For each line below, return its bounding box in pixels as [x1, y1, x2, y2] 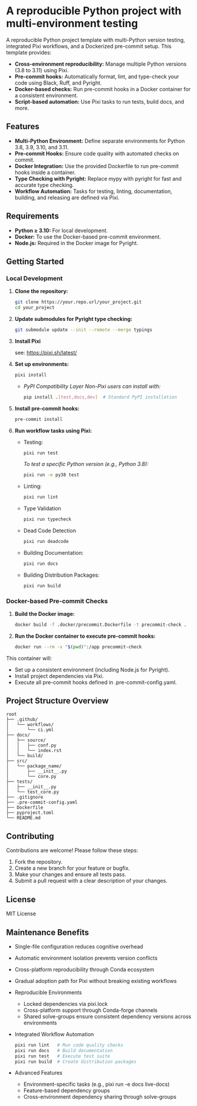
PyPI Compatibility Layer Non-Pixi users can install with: [23, 382, 161, 390]
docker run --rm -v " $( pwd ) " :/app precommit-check [14, 644, 142, 650]
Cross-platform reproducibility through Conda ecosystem [14, 966, 155, 973]
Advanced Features [14, 1069, 63, 1076]
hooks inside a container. [14, 169, 76, 176]
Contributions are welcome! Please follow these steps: [6, 847, 139, 854]
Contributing [6, 831, 54, 841]
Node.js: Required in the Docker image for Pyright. [14, 239, 139, 246]
